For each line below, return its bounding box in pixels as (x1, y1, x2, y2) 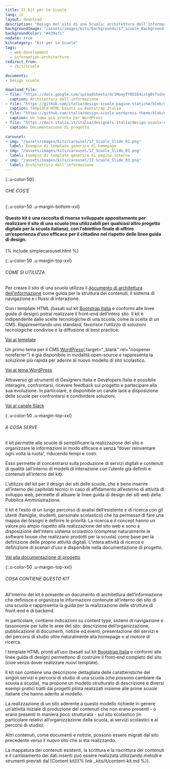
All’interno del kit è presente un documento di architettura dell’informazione (5, 591, 163, 597)
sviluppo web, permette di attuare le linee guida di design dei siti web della (5, 492, 161, 498)
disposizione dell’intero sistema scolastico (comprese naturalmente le (5, 528, 151, 534)
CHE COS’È (5, 188, 29, 194)
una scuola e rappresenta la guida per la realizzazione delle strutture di (5, 602, 153, 608)
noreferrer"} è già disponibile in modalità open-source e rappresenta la (5, 352, 153, 358)
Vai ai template (5, 337, 36, 343)
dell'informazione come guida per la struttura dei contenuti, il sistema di (5, 290, 155, 296)
